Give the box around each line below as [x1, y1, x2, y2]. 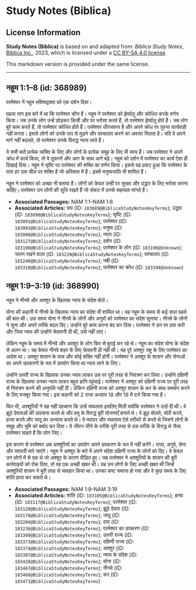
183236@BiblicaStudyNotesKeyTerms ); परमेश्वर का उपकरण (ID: [14, 524, 150, 531]
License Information [6, 28, 80, 37]
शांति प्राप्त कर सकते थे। [6, 473, 51, 481]
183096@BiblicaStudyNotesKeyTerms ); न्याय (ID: [14, 230, 122, 238]
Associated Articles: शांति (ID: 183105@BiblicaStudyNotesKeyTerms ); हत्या [14, 492, 184, 499]
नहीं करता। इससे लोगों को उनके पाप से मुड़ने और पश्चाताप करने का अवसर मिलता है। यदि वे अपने [6, 130, 185, 137]
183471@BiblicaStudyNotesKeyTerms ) [14, 577, 100, 584]
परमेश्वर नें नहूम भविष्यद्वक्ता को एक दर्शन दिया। [6, 98, 92, 105]
